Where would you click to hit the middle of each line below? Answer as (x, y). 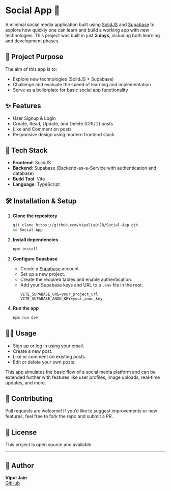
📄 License (21, 432)
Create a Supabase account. (50, 268)
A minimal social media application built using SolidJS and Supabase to (80, 24)
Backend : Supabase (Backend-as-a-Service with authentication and (84, 168)
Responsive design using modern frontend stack (63, 134)
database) (23, 173)
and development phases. (33, 41)
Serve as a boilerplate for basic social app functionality (70, 90)
